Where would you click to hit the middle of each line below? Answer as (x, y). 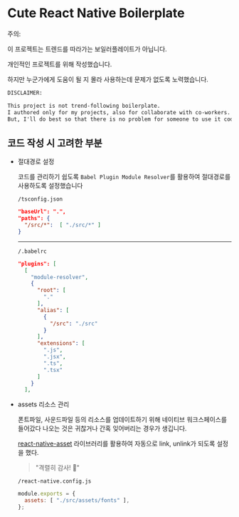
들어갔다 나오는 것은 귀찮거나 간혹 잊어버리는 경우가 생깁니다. (102, 428)
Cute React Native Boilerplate (96, 13)
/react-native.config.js (54, 481)
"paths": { (34, 219)
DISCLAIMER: (25, 93)
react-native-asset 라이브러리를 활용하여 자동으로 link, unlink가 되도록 (116, 443)
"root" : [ (51, 291)
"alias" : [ (53, 310)
